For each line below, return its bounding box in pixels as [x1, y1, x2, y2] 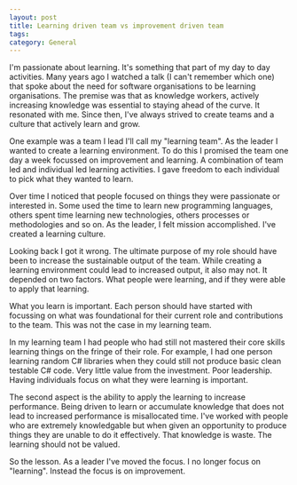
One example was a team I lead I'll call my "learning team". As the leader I [9, 136, 278, 147]
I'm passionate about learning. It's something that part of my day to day [9, 62, 270, 73]
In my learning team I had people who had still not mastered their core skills [9, 337, 285, 347]
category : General [9, 37, 77, 47]
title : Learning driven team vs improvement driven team [9, 21, 224, 30]
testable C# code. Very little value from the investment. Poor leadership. [9, 365, 273, 376]
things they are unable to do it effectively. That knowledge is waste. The [9, 430, 272, 441]
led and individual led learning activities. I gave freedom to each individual [9, 164, 280, 175]
